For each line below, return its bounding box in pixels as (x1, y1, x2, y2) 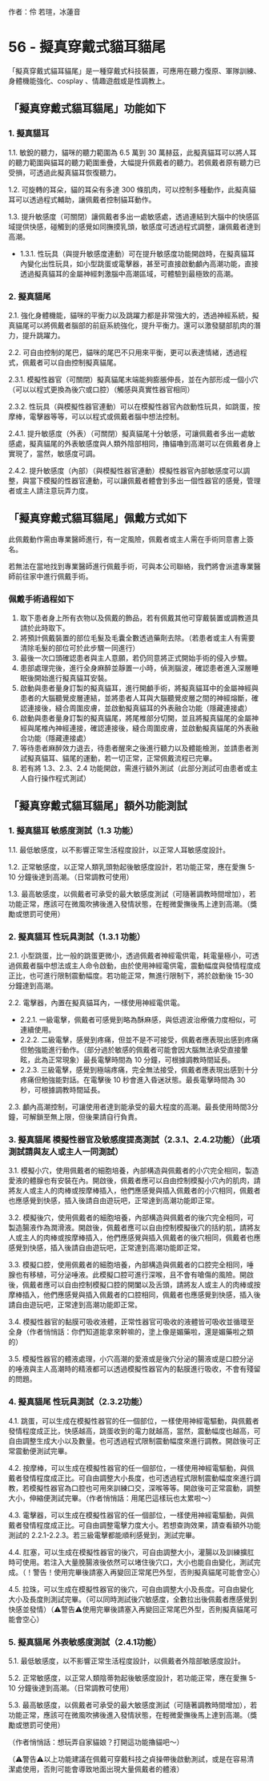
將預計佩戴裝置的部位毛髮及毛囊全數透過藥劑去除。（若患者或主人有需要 (19, 633, 255, 643)
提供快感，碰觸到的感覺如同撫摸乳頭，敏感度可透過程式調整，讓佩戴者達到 (14, 221, 261, 231)
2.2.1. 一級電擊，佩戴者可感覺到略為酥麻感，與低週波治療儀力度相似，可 (19, 1015, 257, 1024)
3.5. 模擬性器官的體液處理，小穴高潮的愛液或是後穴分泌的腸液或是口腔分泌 (8, 1354, 255, 1364)
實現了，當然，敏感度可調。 (8, 448, 100, 458)
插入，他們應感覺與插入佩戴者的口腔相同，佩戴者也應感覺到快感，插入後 (22, 1290, 261, 1300)
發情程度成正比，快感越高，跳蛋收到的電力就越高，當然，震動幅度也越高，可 (8, 1426, 261, 1436)
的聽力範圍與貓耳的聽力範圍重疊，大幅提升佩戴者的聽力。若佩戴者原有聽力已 (8, 157, 261, 167)
